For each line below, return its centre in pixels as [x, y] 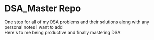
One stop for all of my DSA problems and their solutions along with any [77, 22]
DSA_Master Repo [43, 9]
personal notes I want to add [34, 27]
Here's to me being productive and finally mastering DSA [63, 32]
